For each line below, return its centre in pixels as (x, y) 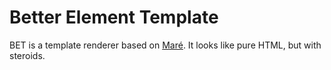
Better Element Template (114, 17)
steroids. (27, 55)
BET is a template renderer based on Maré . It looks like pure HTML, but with (165, 45)
